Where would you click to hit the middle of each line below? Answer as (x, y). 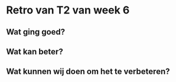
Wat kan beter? (35, 51)
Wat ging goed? (36, 32)
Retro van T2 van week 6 (68, 10)
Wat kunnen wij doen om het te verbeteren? (88, 72)
